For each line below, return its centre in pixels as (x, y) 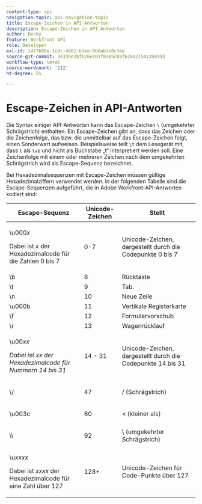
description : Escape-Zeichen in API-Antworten (66, 29)
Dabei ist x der (29, 246)
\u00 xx (20, 342)
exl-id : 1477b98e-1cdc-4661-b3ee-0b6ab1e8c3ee (66, 51)
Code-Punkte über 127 (155, 476)
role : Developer (26, 46)
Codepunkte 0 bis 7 (150, 254)
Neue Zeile (137, 297)
